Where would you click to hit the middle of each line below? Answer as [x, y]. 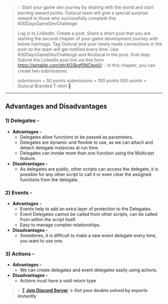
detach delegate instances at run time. [59, 147]
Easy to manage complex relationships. [60, 225]
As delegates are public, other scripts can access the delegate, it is [89, 169]
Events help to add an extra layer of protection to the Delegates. [86, 209]
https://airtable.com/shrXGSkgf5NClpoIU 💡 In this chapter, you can [86, 65]
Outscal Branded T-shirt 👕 [44, 86]
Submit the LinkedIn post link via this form [60, 60]
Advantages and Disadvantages [56, 107]
